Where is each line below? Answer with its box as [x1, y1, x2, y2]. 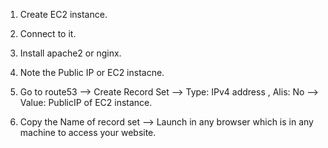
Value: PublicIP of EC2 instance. [19, 97, 153, 108]
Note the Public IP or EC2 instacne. [19, 67, 165, 78]
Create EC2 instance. [19, 9, 108, 20]
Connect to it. [19, 28, 77, 39]
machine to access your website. [19, 127, 157, 138]
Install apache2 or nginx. [19, 47, 122, 59]
